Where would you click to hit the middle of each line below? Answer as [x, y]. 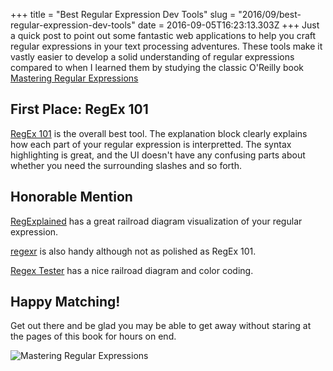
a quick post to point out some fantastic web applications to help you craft [163, 35]
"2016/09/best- [270, 14]
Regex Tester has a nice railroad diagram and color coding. [132, 270]
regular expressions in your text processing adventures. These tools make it [166, 46]
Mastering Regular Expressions [74, 78]
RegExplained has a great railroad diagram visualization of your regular [156, 221]
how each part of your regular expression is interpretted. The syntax [151, 144]
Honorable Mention [71, 197]
